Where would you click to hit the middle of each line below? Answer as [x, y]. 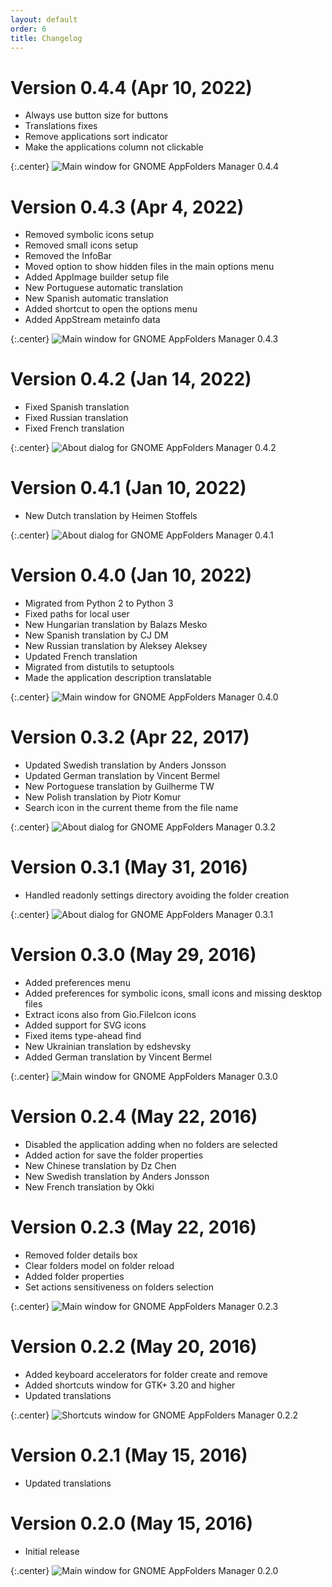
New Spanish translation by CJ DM [96, 635]
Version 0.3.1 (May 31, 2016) [129, 867]
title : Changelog [46, 38]
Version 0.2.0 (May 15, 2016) [132, 1523]
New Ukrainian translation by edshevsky [108, 1046]
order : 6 [28, 29]
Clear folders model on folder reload [99, 1265]
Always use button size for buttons [96, 115]
